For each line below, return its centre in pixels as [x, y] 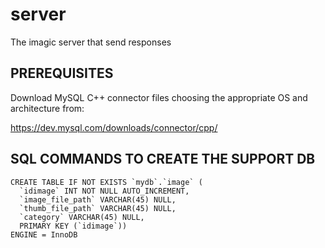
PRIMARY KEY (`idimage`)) [73, 226]
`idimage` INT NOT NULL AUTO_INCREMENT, [104, 191]
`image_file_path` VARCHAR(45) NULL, [98, 199]
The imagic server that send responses [91, 42]
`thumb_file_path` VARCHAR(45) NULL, [98, 208]
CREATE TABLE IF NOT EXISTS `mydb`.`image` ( [106, 182]
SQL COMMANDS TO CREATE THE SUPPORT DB [163, 159]
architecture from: [47, 108]
